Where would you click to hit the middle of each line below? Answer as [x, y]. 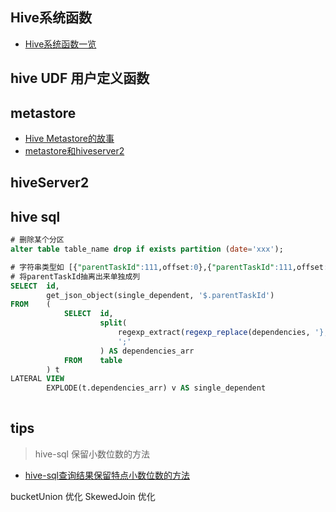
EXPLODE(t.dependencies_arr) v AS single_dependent [156, 388]
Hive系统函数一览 [60, 44]
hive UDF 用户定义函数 [80, 78]
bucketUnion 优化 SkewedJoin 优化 [83, 496]
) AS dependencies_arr [147, 351]
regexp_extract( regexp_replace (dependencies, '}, [223, 333]
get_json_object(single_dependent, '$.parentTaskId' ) [160, 295]
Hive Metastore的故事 [69, 139]
